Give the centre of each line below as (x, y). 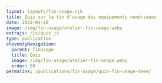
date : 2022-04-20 (27, 22)
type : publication (29, 39)
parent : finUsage (33, 50)
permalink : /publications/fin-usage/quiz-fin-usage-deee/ (79, 71)
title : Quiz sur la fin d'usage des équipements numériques (82, 17)
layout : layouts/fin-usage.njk (44, 11)
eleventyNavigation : (32, 44)
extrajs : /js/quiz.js (33, 33)
